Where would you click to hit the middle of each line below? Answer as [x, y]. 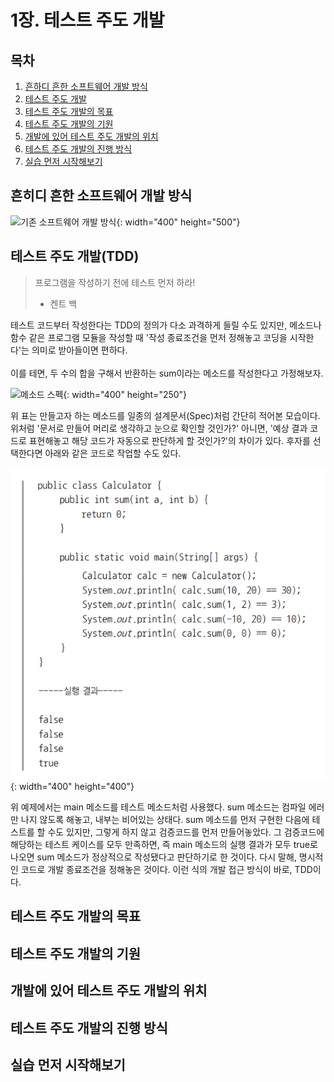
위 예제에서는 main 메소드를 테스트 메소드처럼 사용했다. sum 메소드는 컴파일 [158, 807]
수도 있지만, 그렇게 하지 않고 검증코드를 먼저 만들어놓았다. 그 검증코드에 [186, 832]
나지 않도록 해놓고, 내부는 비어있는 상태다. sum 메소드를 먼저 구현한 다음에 [165, 819]
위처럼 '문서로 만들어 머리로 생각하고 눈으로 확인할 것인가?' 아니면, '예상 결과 [159, 428]
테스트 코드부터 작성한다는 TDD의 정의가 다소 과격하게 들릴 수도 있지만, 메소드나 [166, 325]
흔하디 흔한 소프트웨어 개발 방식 [86, 86]
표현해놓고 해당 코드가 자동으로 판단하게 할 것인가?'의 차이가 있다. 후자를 [169, 440]
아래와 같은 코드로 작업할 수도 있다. [113, 453]
